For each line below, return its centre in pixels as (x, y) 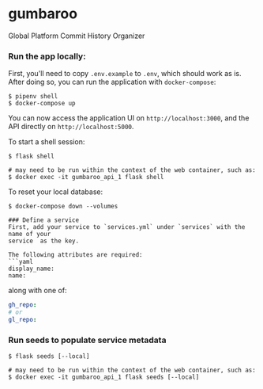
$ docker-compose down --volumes (63, 207)
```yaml (21, 262)
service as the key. (44, 241)
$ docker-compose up (42, 104)
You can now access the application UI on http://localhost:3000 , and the (129, 118)
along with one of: (38, 291)
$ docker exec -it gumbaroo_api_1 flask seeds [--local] (104, 377)
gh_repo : (23, 305)
